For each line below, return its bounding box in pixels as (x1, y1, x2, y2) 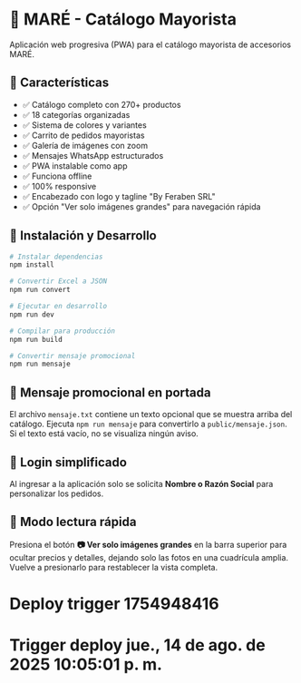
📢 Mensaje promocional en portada (9, 385, 211, 400)
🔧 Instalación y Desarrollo (9, 228, 157, 244)
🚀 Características (9, 75, 110, 91)
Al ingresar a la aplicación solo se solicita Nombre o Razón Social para (9, 478, 274, 489)
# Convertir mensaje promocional (9, 351, 136, 360)
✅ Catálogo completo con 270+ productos (22, 99, 181, 110)
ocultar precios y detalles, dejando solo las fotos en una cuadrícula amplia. (9, 551, 288, 562)
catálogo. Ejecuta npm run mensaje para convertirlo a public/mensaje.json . (9, 418, 287, 430)
